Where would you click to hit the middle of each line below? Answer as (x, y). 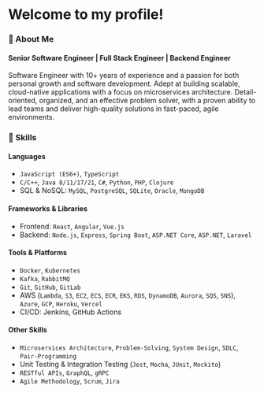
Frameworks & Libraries (48, 209)
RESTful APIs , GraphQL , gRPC (64, 373)
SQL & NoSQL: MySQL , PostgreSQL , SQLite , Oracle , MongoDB (112, 191)
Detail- (245, 92)
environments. (32, 117)
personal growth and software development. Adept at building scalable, (124, 83)
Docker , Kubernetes (50, 270)
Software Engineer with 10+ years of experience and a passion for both (124, 76)
